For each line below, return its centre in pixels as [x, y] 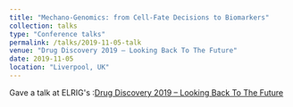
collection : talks [43, 26]
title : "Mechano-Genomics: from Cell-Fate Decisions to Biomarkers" [139, 17]
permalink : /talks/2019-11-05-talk [75, 42]
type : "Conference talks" [57, 34]
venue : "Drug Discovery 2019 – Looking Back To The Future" [124, 51]
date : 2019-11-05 [42, 59]
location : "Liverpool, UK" [59, 68]
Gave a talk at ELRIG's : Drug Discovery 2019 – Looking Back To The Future [146, 92]
